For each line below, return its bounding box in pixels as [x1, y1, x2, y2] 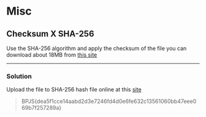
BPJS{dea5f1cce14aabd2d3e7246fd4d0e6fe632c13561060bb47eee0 [21, 97, 197, 105]
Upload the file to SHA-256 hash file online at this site [6, 86, 142, 93]
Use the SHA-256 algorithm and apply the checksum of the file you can [6, 44, 187, 52]
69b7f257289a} [21, 104, 62, 112]
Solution [6, 72, 32, 80]
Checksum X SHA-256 [6, 29, 94, 39]
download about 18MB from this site [6, 51, 97, 58]
